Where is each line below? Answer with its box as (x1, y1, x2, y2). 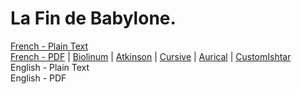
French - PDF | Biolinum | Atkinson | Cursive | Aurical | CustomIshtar (10, 50, 292, 62)
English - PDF (10, 72, 67, 84)
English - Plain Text (10, 61, 90, 73)
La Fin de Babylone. (10, 7, 177, 30)
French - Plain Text (10, 40, 88, 52)
